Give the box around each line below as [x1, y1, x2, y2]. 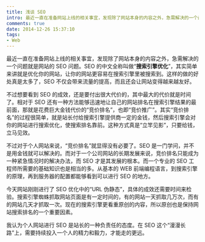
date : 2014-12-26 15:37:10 [6, 26, 75, 32]
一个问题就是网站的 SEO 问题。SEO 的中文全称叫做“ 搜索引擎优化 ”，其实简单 [6, 62, 198, 70]
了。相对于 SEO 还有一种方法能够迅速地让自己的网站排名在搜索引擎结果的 [6, 98, 191, 106]
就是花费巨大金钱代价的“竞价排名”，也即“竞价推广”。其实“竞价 [27, 106, 184, 113]
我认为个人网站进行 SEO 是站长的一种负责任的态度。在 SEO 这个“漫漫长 [6, 221, 186, 229]
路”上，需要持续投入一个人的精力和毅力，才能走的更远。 [6, 229, 148, 236]
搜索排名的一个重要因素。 [11, 208, 76, 216]
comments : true [6, 20, 45, 26]
